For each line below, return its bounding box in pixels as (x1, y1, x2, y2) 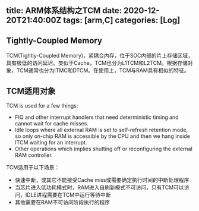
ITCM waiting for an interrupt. (14, 139, 87, 146)
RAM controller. (14, 152, 53, 159)
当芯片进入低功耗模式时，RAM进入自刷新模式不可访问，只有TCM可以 (14, 184, 184, 191)
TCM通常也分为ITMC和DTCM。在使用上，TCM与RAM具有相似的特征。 (16, 67, 190, 74)
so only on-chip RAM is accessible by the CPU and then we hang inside (14, 133, 190, 140)
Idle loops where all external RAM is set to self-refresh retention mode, (14, 127, 188, 134)
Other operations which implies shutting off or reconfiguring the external (14, 145, 193, 153)
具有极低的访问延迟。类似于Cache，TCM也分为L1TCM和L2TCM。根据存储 (6, 59, 188, 67)
